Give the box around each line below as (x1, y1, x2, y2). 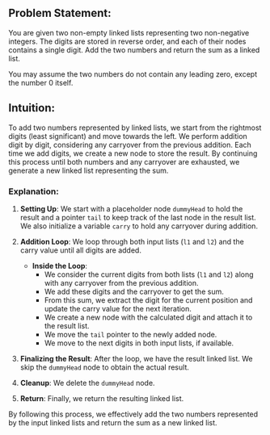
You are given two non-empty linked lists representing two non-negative (8, 27, 250, 37)
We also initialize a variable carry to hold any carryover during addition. (19, 221, 259, 231)
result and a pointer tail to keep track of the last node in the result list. (19, 212, 256, 222)
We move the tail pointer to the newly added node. (44, 329, 217, 339)
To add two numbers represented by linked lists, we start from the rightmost (8, 123, 262, 132)
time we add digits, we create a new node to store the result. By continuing (8, 148, 258, 158)
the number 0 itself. (8, 77, 74, 87)
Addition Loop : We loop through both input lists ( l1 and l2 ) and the (19, 236, 244, 246)
